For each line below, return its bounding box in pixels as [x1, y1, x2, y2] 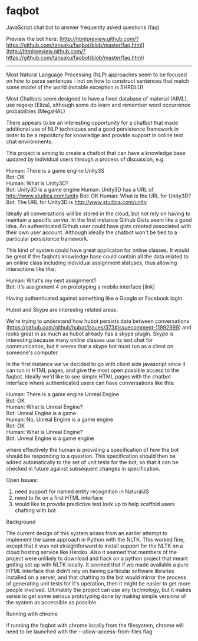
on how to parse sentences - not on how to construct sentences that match [6, 77, 190, 84]
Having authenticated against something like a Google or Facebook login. [6, 294, 184, 302]
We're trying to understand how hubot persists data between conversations [6, 318, 190, 325]
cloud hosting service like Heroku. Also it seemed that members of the [6, 548, 177, 555]
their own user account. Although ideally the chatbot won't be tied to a [6, 229, 177, 236]
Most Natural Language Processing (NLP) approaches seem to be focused [6, 71, 187, 78]
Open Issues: [6, 476, 38, 483]
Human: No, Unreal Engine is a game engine [6, 416, 114, 423]
